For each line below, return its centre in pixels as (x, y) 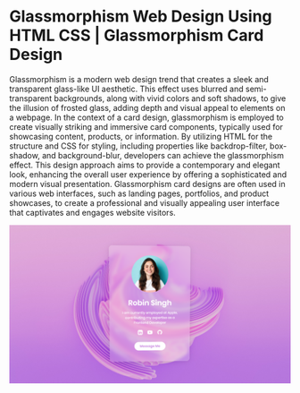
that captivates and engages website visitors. (92, 212)
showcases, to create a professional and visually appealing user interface (144, 202)
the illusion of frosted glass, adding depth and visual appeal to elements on (147, 107)
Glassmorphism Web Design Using (141, 17)
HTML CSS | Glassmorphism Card (137, 35)
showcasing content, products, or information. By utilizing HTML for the (141, 136)
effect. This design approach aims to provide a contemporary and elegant (145, 165)
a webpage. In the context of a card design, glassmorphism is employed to (146, 117)
